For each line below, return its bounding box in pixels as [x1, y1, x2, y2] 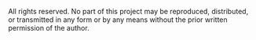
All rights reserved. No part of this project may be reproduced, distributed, [8, 7, 249, 16]
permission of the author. [8, 24, 90, 32]
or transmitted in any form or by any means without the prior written [8, 15, 228, 24]
